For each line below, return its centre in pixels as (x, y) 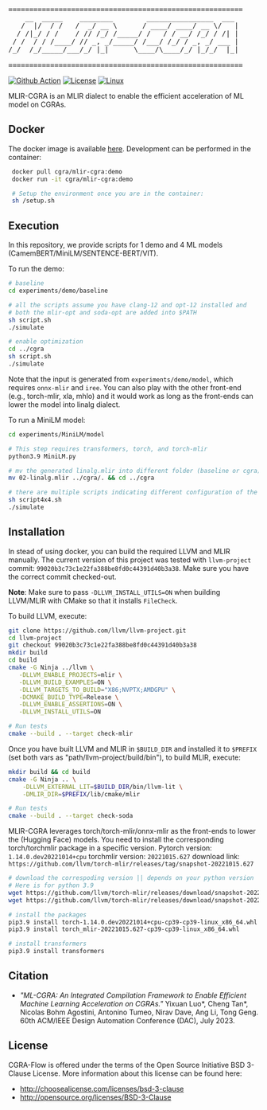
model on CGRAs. (37, 104)
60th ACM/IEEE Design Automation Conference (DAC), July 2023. (128, 1020)
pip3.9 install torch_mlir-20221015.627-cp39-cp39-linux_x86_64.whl (124, 929)
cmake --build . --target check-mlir (71, 734)
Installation (37, 532)
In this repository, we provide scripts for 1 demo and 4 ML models (116, 245)
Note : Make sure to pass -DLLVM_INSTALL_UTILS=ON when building (114, 592)
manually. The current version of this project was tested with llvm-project (130, 560)
